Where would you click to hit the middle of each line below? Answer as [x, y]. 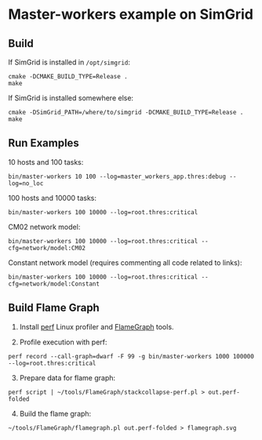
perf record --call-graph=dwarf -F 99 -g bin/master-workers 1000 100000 [131, 356]
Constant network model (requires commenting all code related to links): [125, 262]
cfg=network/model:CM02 [47, 248]
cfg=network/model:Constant [54, 284]
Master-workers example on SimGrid [131, 15]
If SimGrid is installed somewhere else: [71, 98]
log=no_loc [26, 183]
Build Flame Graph [54, 308]
